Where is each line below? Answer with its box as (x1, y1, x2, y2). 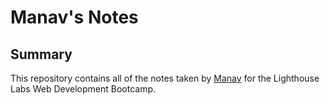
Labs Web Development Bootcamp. (10, 83, 157, 95)
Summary (10, 46, 73, 63)
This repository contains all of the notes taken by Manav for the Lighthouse (10, 72, 320, 84)
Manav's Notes (10, 6, 139, 29)
